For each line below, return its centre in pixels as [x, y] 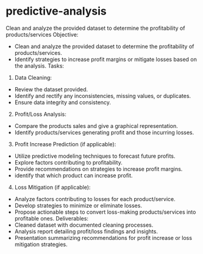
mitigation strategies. [41, 244]
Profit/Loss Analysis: [40, 114]
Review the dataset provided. [51, 89]
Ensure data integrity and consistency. [62, 102]
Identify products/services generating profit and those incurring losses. [104, 132]
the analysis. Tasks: [39, 66]
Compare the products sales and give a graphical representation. [96, 125]
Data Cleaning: [33, 77]
